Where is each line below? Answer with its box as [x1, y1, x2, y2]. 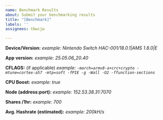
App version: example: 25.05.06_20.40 [5, 55, 88, 61]
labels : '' [5, 21, 29, 27]
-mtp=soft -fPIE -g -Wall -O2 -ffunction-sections [44, 70, 155, 76]
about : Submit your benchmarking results [5, 12, 96, 17]
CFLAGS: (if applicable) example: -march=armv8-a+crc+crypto [5, 65, 135, 71]
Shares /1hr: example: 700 [5, 99, 62, 105]
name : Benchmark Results [5, 7, 59, 13]
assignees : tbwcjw [5, 27, 45, 32]
